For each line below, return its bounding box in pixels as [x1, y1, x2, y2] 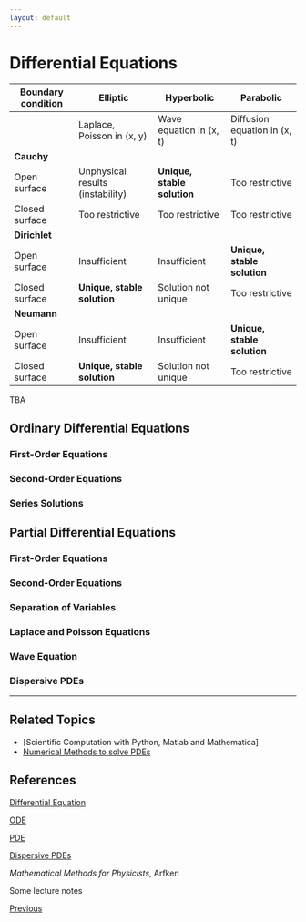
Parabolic [240, 91, 282, 104]
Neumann [14, 307, 57, 320]
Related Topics [9, 712, 96, 728]
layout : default [9, 13, 71, 23]
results [78, 176, 107, 189]
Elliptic [98, 91, 129, 104]
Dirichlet [14, 229, 52, 241]
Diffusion [230, 112, 270, 125]
